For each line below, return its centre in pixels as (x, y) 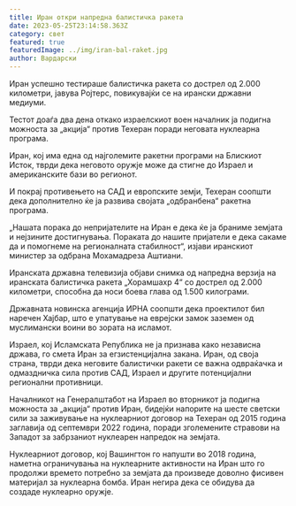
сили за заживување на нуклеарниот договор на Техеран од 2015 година (148, 418)
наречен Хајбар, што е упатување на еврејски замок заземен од (132, 318)
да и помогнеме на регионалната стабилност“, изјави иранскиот (131, 246)
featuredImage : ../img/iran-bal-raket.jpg (88, 50)
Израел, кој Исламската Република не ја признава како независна (135, 345)
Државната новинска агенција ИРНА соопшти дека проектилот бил (137, 309)
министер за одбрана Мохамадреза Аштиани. (96, 256)
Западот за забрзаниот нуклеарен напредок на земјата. (115, 437)
